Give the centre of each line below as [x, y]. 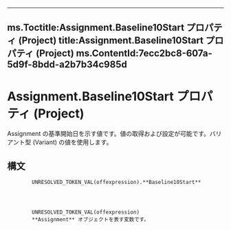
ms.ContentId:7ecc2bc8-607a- [144, 53]
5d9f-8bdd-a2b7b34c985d [67, 65]
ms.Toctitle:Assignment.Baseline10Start [96, 28]
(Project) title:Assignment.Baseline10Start [111, 41]
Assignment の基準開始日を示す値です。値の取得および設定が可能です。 [109, 134]
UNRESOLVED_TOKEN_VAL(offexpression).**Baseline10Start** [117, 183]
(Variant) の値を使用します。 [73, 142]
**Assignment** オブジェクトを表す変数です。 [90, 220]
